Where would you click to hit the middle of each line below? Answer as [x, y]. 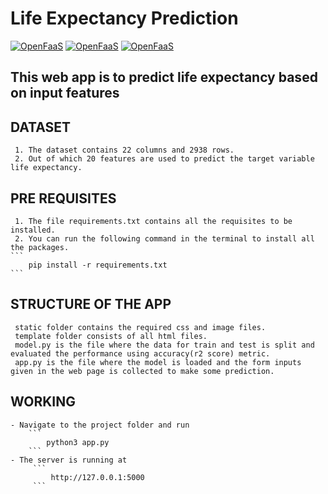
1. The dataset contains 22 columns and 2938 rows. [124, 150]
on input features [65, 93]
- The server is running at [69, 460]
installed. [33, 230]
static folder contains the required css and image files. [140, 327]
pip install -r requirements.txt [98, 265]
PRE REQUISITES [63, 198]
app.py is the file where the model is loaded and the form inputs [158, 362]
